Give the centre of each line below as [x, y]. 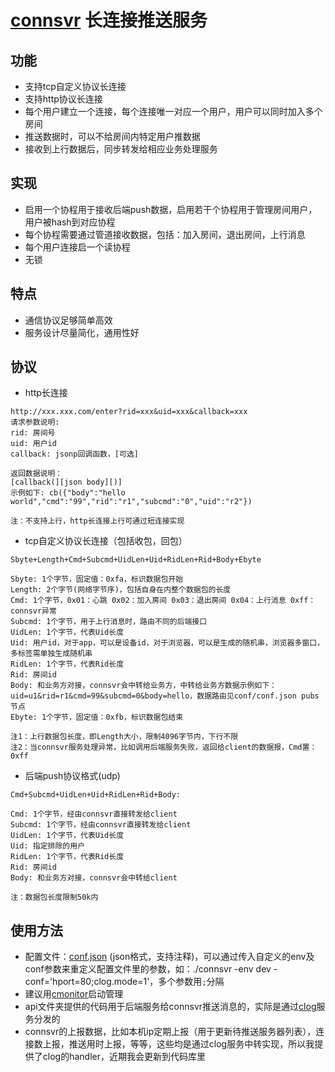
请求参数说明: [35, 422]
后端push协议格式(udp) [72, 776]
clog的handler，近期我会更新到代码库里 [124, 1057]
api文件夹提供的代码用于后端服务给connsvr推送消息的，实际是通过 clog [170, 1007]
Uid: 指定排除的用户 [48, 846]
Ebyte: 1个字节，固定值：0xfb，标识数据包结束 [97, 717]
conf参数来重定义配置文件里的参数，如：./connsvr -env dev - [151, 969]
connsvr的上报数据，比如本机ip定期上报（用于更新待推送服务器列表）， [170, 1032]
